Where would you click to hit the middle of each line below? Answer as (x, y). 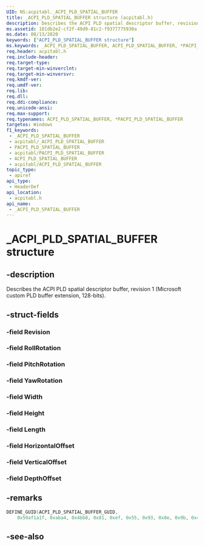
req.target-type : (28, 62)
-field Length (26, 430)
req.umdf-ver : (24, 86)
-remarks (24, 498)
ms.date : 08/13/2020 (32, 35)
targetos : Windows (29, 125)
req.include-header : (32, 57)
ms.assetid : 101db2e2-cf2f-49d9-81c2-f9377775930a (72, 29)
